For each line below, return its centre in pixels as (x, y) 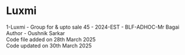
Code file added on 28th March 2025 (51, 39)
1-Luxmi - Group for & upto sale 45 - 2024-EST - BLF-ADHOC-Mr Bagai (93, 27)
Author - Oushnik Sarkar (36, 33)
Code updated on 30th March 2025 (49, 46)
